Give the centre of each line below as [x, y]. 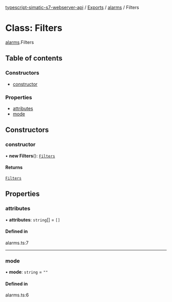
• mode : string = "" [27, 272]
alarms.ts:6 [17, 295]
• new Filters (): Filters [30, 156]
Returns [14, 167]
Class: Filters [34, 28]
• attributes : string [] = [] [33, 220]
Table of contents [34, 58]
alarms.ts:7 [17, 243]
